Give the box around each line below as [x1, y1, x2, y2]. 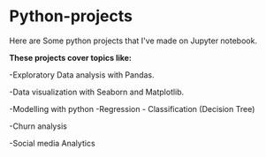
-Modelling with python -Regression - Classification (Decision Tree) [9, 103, 255, 114]
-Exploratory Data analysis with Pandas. [9, 69, 155, 80]
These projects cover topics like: [9, 52, 133, 63]
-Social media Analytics [9, 138, 95, 148]
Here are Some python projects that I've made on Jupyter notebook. [9, 35, 258, 46]
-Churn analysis [9, 121, 68, 131]
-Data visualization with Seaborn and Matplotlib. [9, 86, 185, 97]
